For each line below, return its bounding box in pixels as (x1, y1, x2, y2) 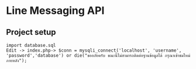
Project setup (6, 27, 57, 37)
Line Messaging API (6, 4, 105, 17)
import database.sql (6, 42, 57, 48)
